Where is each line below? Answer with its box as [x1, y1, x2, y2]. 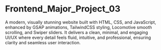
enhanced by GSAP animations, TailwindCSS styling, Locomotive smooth [5, 24, 152, 30]
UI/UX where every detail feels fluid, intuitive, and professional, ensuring [5, 35, 151, 40]
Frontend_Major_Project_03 [5, 3, 121, 14]
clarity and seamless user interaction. [5, 39, 81, 45]
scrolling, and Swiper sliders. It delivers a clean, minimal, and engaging [5, 29, 148, 35]
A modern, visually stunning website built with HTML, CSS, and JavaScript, [5, 19, 157, 25]
